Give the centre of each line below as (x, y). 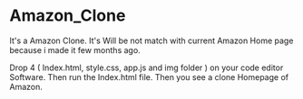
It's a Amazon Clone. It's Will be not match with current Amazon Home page (151, 40)
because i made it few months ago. (75, 49)
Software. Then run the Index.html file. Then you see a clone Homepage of (149, 76)
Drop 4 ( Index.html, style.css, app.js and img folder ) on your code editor (147, 67)
